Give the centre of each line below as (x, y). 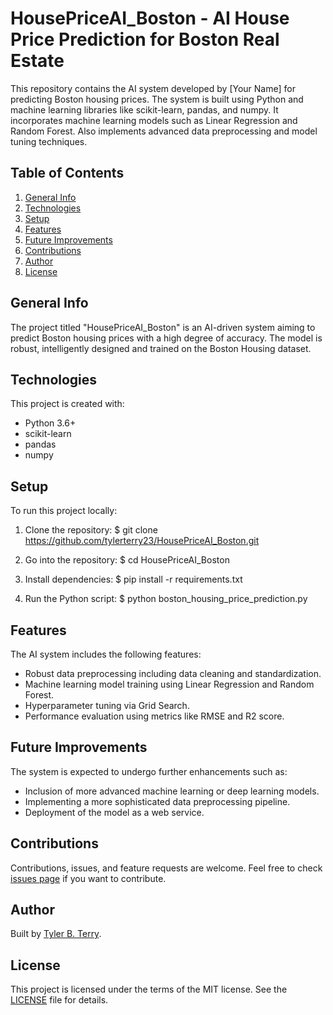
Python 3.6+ (50, 423)
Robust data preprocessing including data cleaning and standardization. (173, 673)
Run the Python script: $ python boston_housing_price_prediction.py (166, 599)
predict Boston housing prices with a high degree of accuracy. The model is (166, 338)
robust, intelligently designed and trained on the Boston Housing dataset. (161, 348)
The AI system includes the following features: (106, 654)
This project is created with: (67, 404)
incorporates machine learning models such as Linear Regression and (154, 120)
